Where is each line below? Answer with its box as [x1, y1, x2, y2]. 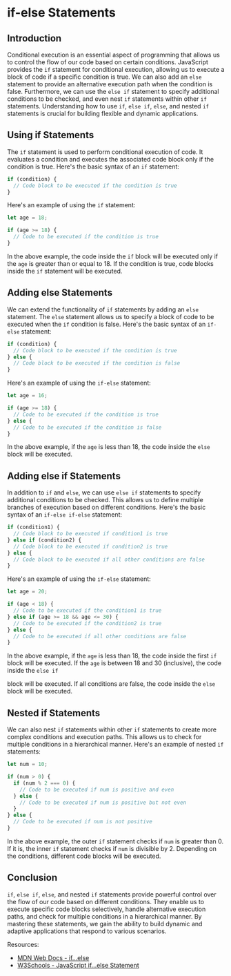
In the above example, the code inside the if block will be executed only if [7, 252, 219, 260]
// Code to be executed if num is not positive [13, 819, 153, 825]
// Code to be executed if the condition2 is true [13, 620, 162, 626]
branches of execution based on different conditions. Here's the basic [7, 503, 206, 512]
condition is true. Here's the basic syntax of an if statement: [7, 162, 179, 171]
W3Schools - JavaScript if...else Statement [17, 961, 139, 969]
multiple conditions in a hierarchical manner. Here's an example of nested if [7, 740, 224, 749]
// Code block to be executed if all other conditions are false [13, 556, 205, 563]
